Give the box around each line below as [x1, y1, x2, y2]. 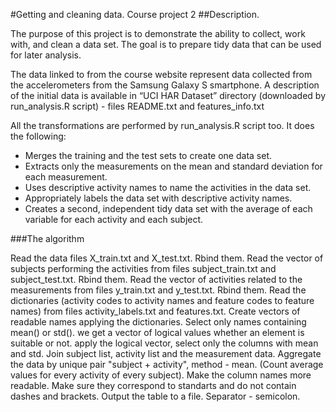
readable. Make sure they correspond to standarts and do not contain [10, 380, 297, 391]
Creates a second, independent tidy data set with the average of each [24, 203, 313, 214]
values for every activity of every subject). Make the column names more [10, 369, 312, 381]
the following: [10, 130, 67, 142]
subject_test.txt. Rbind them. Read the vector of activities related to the [10, 274, 303, 285]
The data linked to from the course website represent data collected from [10, 69, 313, 80]
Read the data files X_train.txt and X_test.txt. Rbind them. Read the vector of [10, 252, 324, 264]
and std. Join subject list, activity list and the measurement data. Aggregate [10, 348, 322, 359]
